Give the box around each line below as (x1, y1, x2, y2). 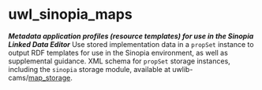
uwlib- (172, 64, 193, 74)
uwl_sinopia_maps (8, 5, 133, 23)
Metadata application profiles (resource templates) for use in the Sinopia (8, 31, 254, 41)
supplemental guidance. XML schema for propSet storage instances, (8, 56, 230, 66)
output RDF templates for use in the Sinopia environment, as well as (8, 48, 229, 57)
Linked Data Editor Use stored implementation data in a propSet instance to (8, 39, 254, 49)
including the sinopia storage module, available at (8, 64, 171, 74)
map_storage (28, 73, 71, 82)
